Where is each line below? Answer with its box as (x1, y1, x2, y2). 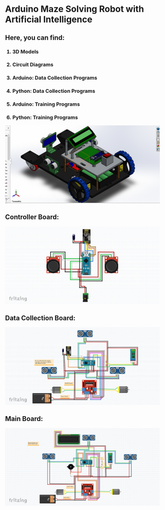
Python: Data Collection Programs (12, 87, 96, 94)
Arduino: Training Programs (12, 101, 80, 108)
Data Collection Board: (5, 313, 76, 322)
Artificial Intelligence (5, 14, 92, 25)
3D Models (12, 48, 39, 55)
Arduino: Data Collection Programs (12, 75, 97, 82)
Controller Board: (5, 213, 59, 222)
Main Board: (5, 414, 43, 423)
